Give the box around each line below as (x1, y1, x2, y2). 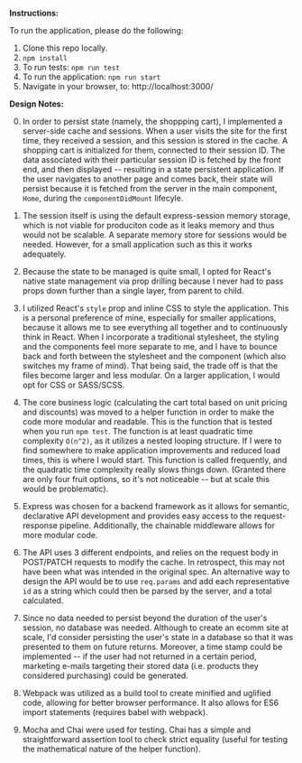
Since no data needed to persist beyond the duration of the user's (22, 613, 268, 623)
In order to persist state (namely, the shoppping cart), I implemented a (22, 116, 283, 126)
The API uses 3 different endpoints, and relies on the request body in (22, 547, 279, 558)
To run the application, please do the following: (9, 25, 184, 35)
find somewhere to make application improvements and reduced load (22, 445, 281, 455)
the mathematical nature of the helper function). (22, 744, 201, 754)
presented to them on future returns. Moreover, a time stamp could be (22, 641, 283, 652)
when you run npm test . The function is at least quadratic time (22, 426, 254, 436)
